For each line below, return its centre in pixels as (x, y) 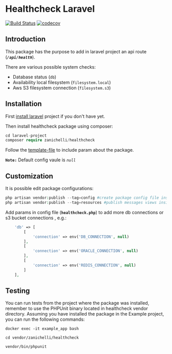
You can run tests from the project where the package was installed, (77, 303)
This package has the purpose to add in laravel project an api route (76, 51)
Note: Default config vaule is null (40, 160)
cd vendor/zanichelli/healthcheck (42, 338)
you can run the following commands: (45, 319)
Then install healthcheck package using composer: (59, 126)
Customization (29, 176)
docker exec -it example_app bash (42, 329)
